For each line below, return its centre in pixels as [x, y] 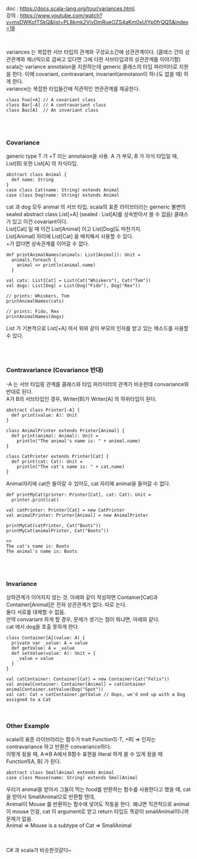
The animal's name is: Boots [42, 551]
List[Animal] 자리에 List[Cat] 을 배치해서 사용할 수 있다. [70, 236]
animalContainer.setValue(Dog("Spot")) [55, 689]
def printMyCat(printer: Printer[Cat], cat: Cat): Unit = [79, 495]
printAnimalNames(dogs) [35, 317]
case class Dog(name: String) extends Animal [63, 195]
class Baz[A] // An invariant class [52, 110]
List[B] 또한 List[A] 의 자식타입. [42, 164]
